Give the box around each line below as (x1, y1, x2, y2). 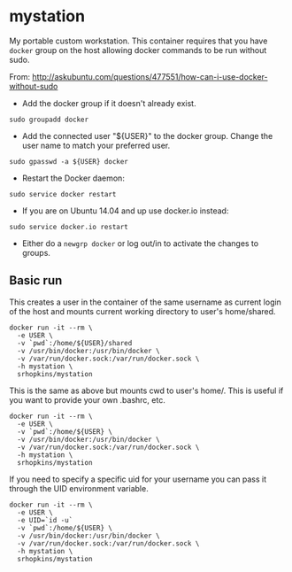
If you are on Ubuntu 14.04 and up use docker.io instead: (21, 205, 229, 216)
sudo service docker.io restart (9, 222, 128, 231)
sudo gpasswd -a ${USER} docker (9, 157, 128, 166)
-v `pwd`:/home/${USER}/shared (17, 338, 133, 347)
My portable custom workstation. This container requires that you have (9, 35, 268, 46)
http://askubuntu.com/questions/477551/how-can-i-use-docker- (32, 71, 268, 81)
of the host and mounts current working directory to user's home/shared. (9, 305, 276, 316)
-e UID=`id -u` (17, 515, 73, 524)
